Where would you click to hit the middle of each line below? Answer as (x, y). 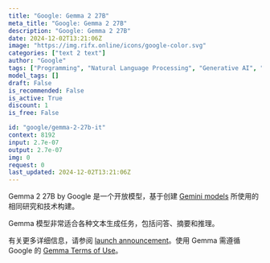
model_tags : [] (34, 76)
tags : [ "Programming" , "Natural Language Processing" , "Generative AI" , (133, 68)
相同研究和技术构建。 (43, 207)
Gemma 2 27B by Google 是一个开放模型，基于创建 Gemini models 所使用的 (134, 196)
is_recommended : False (46, 90)
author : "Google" (37, 61)
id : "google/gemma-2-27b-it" (57, 128)
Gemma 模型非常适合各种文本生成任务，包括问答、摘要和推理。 (114, 224)
